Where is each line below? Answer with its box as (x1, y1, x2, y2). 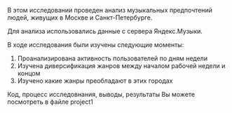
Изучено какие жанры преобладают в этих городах (17, 77, 173, 85)
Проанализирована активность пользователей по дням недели (17, 54, 208, 62)
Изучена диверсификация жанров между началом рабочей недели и (17, 62, 226, 69)
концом (17, 69, 41, 77)
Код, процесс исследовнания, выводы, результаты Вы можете (7, 91, 195, 98)
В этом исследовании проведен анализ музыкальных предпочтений (7, 6, 212, 14)
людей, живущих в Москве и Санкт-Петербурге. (7, 13, 153, 22)
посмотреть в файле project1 (7, 98, 93, 106)
